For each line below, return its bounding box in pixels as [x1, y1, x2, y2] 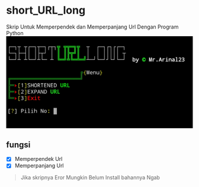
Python [6, 29, 24, 36]
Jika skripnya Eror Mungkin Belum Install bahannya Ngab [20, 174, 160, 181]
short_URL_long [6, 4, 86, 17]
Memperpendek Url [14, 156, 63, 163]
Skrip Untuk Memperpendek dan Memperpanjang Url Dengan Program [6, 23, 179, 30]
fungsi [6, 140, 31, 150]
